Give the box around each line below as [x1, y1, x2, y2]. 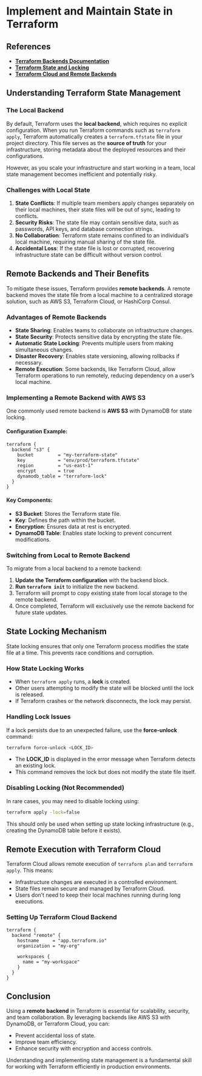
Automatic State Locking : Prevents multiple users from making [15, 340, 174, 347]
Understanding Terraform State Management [6, 88, 181, 98]
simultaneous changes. [15, 346, 74, 354]
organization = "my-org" [17, 943, 80, 949]
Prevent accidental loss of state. [15, 1032, 96, 1040]
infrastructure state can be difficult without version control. [15, 251, 163, 258]
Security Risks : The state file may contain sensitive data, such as [15, 219, 179, 226]
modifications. [15, 536, 52, 543]
